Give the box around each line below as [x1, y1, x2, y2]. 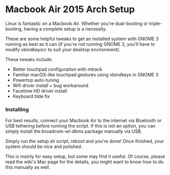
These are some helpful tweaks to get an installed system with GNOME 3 [5, 36, 159, 42]
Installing [5, 106, 29, 113]
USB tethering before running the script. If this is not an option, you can [5, 123, 156, 129]
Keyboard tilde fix [12, 93, 50, 99]
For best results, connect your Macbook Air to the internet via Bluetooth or [5, 118, 162, 124]
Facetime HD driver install [12, 87, 67, 94]
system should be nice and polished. [5, 143, 83, 150]
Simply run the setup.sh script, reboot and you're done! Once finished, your [5, 138, 164, 144]
